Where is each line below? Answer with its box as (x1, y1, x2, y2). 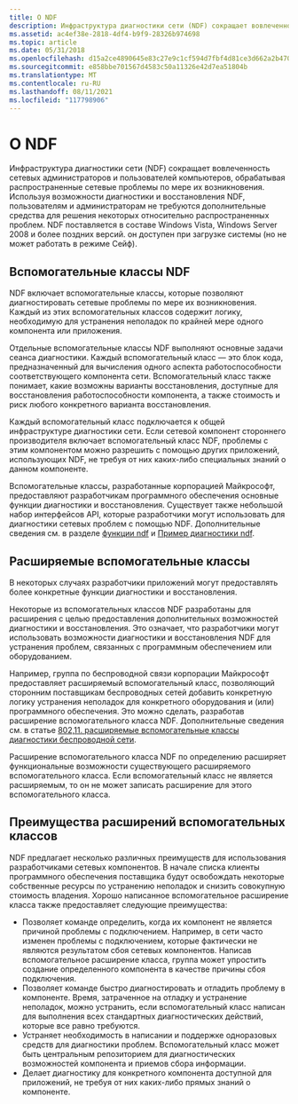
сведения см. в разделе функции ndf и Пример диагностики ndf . (9, 528, 255, 539)
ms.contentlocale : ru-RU (9, 79, 101, 88)
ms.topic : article (9, 37, 77, 47)
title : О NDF (9, 12, 58, 22)
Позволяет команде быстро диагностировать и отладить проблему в (21, 982, 286, 993)
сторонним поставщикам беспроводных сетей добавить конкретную (9, 687, 273, 698)
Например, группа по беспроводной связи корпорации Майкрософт (9, 667, 270, 679)
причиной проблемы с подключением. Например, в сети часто (21, 926, 263, 936)
